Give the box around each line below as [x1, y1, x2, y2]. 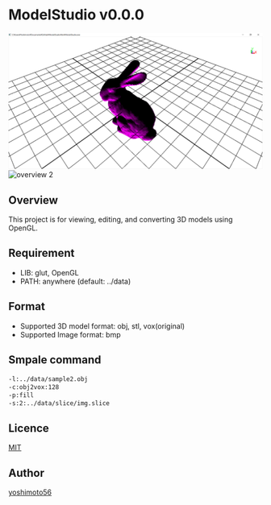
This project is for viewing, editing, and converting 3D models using [8, 214, 233, 224]
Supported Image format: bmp [19, 329, 121, 339]
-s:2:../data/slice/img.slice [8, 399, 110, 408]
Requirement [8, 246, 75, 260]
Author [8, 466, 44, 480]
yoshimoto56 [8, 487, 52, 497]
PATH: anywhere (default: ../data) [19, 276, 131, 286]
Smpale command [8, 353, 102, 366]
